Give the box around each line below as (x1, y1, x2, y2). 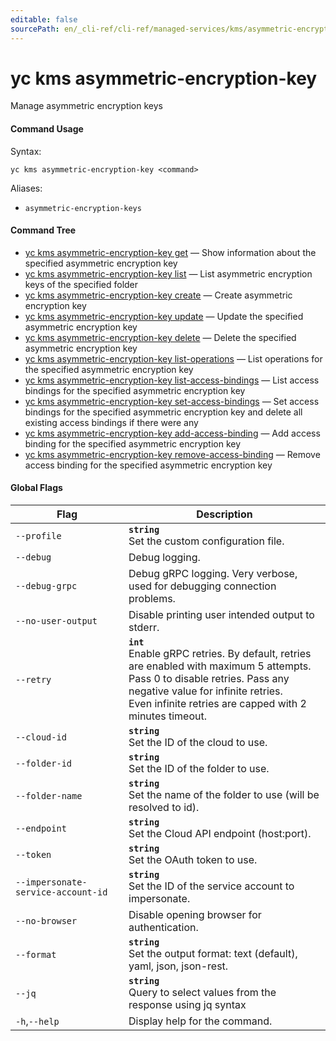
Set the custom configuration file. (128, 534, 285, 548)
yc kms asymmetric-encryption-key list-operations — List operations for (24, 352, 323, 365)
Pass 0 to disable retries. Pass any (128, 672, 290, 686)
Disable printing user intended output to (128, 608, 315, 622)
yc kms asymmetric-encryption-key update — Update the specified (24, 310, 304, 322)
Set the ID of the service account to (128, 879, 295, 893)
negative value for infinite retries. (128, 684, 283, 698)
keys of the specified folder (24, 278, 139, 290)
